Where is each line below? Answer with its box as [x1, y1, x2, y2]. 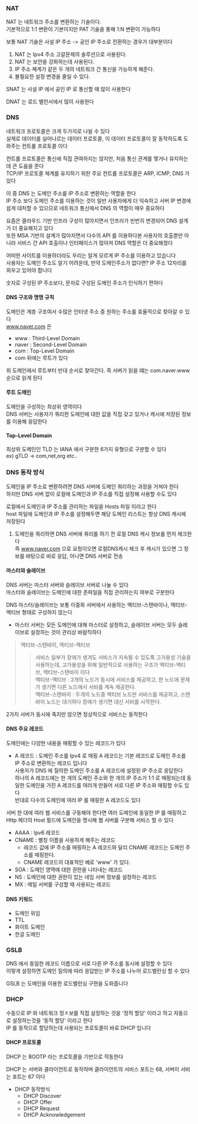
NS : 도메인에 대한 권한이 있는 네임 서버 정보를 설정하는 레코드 [14, 873, 157, 880]
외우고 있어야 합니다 [6, 266, 52, 273]
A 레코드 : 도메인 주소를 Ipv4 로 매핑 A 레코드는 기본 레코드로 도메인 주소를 [14, 752, 186, 759]
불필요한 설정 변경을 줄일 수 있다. [14, 73, 90, 80]
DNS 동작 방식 [6, 469, 44, 477]
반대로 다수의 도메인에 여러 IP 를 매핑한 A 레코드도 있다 [14, 796, 141, 803]
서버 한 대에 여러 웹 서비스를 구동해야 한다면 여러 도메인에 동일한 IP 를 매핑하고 [6, 809, 187, 816]
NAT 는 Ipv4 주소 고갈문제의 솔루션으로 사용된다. [14, 51, 127, 58]
